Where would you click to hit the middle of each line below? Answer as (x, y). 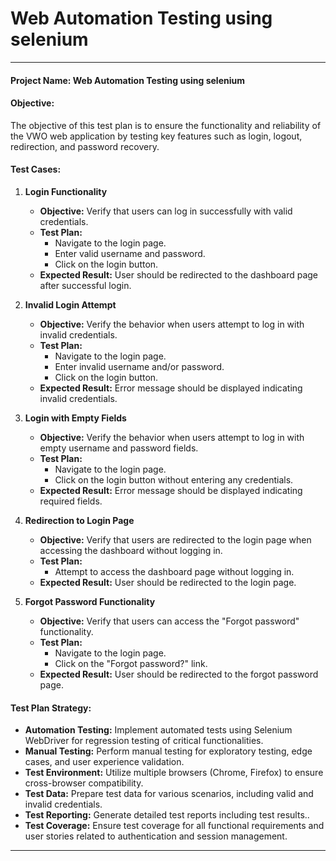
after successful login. (85, 285)
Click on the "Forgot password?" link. (131, 663)
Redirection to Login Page (79, 520)
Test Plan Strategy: (51, 708)
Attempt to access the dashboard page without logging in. (174, 571)
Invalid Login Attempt (70, 304)
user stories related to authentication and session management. (156, 836)
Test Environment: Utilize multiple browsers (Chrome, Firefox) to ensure (174, 773)
